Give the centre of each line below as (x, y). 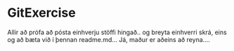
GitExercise (41, 13)
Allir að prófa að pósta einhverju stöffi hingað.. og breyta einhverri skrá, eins (117, 32)
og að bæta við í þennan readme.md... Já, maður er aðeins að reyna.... (109, 39)
